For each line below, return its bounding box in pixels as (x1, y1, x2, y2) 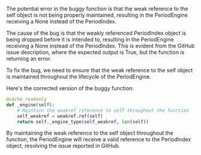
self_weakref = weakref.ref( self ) (17, 113, 103, 119)
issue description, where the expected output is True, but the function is (6, 49, 185, 56)
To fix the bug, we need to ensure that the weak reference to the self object (6, 67, 193, 74)
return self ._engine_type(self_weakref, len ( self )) (17, 118, 149, 125)
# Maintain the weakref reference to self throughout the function (17, 108, 189, 114)
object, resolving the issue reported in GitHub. (6, 142, 121, 150)
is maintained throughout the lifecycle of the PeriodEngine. (6, 73, 151, 80)
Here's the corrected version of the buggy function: (6, 85, 134, 92)
